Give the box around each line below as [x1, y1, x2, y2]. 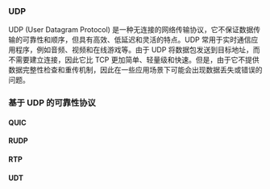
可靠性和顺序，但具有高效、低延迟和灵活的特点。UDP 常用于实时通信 [22, 35, 251, 45]
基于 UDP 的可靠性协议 [8, 97, 97, 109]
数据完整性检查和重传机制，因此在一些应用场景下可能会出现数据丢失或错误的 [8, 65, 263, 75]
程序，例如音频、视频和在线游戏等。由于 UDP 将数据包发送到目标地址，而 [15, 45, 260, 55]
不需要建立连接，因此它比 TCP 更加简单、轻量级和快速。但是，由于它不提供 [8, 55, 260, 65]
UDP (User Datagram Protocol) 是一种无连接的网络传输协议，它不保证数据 [8, 25, 254, 35]
